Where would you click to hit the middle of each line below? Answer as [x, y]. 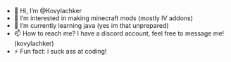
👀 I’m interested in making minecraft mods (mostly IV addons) [104, 18]
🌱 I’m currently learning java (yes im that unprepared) [91, 25]
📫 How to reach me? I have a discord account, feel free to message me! [119, 33]
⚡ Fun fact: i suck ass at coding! [60, 51]
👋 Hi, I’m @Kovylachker [48, 11]
